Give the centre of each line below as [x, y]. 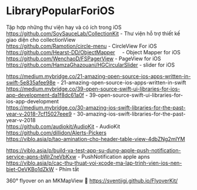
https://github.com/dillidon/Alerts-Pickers [56, 132]
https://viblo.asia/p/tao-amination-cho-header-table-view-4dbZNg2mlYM [96, 139]
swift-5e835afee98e [31, 82]
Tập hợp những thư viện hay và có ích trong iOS [64, 27]
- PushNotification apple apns [113, 156]
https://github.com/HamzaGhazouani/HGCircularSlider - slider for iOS [91, 65]
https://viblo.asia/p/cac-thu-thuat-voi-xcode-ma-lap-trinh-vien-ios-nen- [94, 163]
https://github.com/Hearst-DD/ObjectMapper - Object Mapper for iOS [93, 52]
